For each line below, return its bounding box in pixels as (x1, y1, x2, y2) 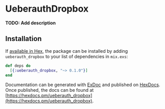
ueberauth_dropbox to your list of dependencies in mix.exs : (5, 53, 128, 59)
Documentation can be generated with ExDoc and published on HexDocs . (5, 82, 160, 88)
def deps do (5, 63, 31, 68)
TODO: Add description (5, 20, 56, 26)
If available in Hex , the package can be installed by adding (5, 48, 128, 54)
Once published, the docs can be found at (5, 87, 94, 93)
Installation (5, 34, 42, 43)
